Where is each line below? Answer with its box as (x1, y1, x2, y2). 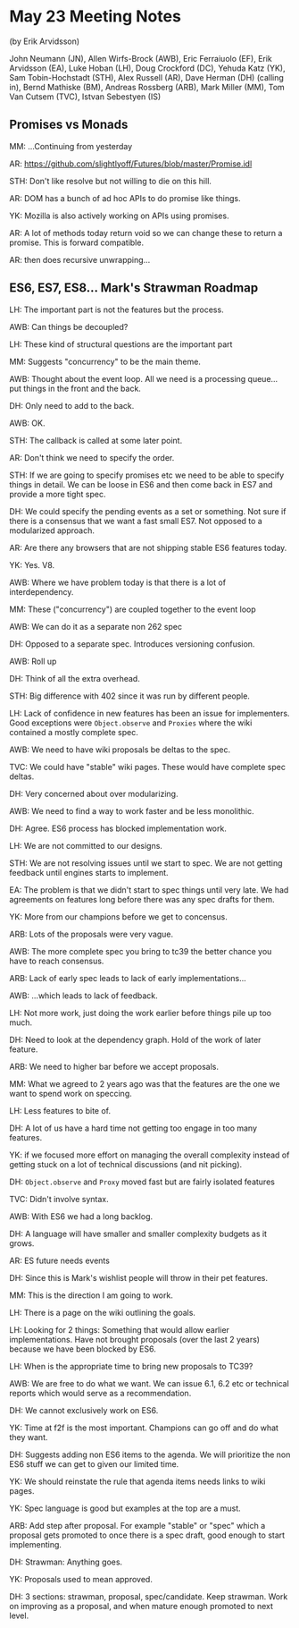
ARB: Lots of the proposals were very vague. (9, 928, 174, 939)
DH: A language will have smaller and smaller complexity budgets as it (9, 1228, 268, 1239)
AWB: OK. (9, 418, 46, 428)
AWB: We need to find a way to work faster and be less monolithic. (9, 805, 254, 816)
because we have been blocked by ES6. (9, 1344, 156, 1354)
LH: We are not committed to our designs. (9, 840, 163, 851)
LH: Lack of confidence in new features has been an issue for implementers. (9, 708, 290, 718)
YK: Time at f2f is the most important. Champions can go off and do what (9, 1422, 279, 1433)
